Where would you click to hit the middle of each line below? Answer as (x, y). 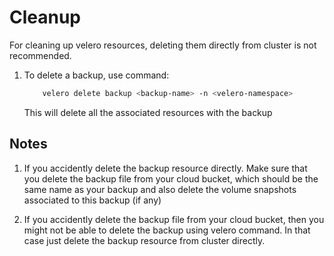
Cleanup (45, 17)
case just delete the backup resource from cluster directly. (144, 240)
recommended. (40, 55)
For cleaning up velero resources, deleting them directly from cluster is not (163, 45)
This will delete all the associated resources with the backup (148, 112)
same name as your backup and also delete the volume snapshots (160, 189)
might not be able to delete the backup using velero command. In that (167, 230)
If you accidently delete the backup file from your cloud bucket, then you (174, 219)
